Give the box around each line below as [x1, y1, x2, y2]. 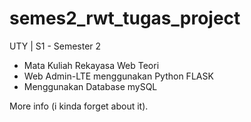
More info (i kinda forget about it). [9, 100, 149, 112]
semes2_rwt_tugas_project [9, 7, 241, 30]
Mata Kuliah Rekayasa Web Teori [23, 59, 160, 71]
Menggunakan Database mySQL [23, 80, 158, 92]
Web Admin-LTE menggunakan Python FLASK [23, 70, 214, 82]
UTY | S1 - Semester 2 [9, 40, 102, 52]
